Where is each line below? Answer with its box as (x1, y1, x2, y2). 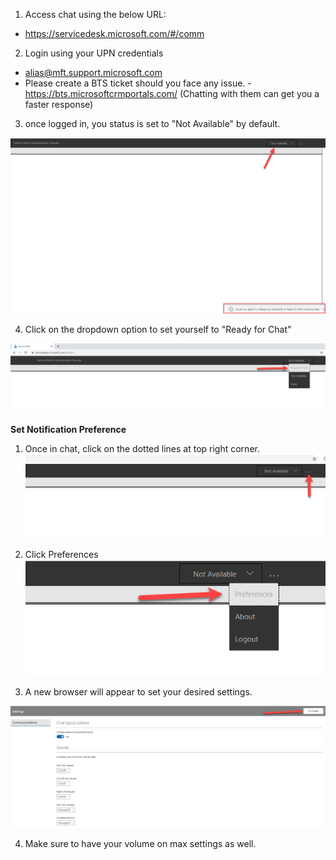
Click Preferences (24, 548, 99, 560)
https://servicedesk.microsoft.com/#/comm (24, 28, 205, 39)
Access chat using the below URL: (24, 9, 167, 20)
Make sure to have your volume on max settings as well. (24, 837, 257, 849)
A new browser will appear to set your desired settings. (24, 685, 253, 698)
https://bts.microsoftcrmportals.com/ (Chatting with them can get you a (24, 88, 320, 99)
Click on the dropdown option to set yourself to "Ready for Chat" (24, 323, 292, 335)
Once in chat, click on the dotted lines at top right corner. (24, 442, 260, 454)
